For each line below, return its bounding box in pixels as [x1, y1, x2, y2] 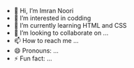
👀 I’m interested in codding [13, 14, 91, 22]
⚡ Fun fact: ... [13, 54, 52, 62]
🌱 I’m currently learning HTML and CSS [13, 22, 127, 29]
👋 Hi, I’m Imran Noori [13, 7, 74, 15]
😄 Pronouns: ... [13, 46, 59, 55]
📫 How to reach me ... [13, 37, 79, 44]
